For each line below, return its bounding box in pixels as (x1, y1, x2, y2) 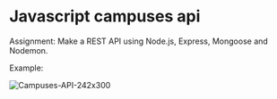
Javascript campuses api (9, 6, 201, 27)
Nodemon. (9, 45, 48, 55)
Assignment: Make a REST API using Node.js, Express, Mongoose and (9, 36, 269, 46)
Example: (9, 62, 44, 73)
